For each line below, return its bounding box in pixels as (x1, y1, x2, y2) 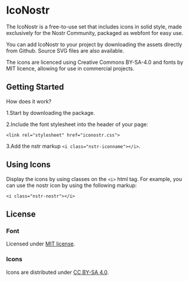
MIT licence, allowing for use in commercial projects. (6, 64, 135, 72)
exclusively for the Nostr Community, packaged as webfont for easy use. (6, 29, 184, 36)
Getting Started (6, 82, 64, 92)
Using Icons (6, 160, 51, 170)
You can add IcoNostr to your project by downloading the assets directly (6, 41, 183, 48)
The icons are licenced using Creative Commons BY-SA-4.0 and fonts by (6, 59, 184, 66)
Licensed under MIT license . (6, 240, 76, 247)
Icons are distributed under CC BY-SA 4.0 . (6, 269, 109, 276)
